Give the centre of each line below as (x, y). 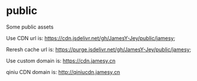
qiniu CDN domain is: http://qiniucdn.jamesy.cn (63, 72)
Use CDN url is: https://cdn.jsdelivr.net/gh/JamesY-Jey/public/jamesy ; (91, 38)
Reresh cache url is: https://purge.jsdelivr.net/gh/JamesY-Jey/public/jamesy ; (99, 49)
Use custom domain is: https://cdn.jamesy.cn (61, 61)
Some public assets (30, 27)
